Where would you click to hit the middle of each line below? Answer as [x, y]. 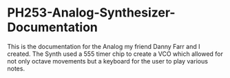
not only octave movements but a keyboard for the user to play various [108, 61]
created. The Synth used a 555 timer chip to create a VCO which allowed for [115, 54]
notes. [16, 68]
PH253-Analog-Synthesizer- [91, 13]
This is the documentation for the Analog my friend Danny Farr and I [104, 46]
